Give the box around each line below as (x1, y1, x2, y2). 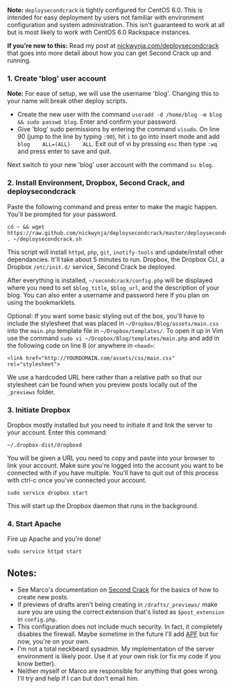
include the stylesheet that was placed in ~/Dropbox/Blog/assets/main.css (7, 319, 219, 327)
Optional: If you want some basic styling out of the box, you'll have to (7, 311, 205, 320)
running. (7, 56, 31, 65)
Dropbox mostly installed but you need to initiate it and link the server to (7, 421, 213, 429)
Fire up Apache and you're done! (7, 535, 101, 543)
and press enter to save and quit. (17, 147, 112, 156)
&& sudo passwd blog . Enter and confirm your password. (17, 117, 178, 126)
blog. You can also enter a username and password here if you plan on (7, 291, 209, 299)
